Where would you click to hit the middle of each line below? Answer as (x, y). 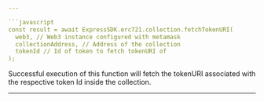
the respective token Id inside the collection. (80, 82)
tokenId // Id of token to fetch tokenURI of (91, 52)
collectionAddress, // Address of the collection (98, 44)
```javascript (31, 22)
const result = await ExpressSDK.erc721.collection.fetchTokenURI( (121, 29)
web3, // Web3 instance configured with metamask (98, 37)
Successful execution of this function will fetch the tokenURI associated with (132, 74)
